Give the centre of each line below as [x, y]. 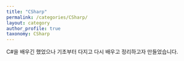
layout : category [28, 23]
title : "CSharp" [27, 12]
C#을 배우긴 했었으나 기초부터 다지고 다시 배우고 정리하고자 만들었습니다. [92, 52]
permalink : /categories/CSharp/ [47, 17]
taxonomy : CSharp [28, 34]
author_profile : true [34, 28]
